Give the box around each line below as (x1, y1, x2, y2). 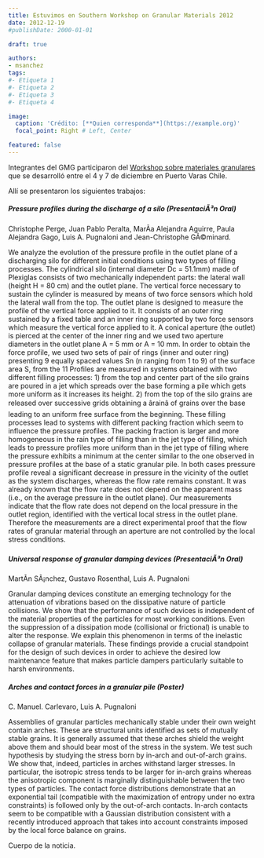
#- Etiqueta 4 (8, 98, 55, 106)
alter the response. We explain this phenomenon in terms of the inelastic (8, 631, 243, 641)
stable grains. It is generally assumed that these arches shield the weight (8, 734, 244, 743)
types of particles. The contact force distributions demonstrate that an (8, 784, 236, 794)
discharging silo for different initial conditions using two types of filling (8, 256, 236, 265)
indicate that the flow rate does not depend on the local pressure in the (8, 501, 238, 510)
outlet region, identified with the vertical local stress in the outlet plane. (8, 509, 238, 519)
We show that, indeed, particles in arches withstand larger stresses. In (8, 759, 236, 769)
